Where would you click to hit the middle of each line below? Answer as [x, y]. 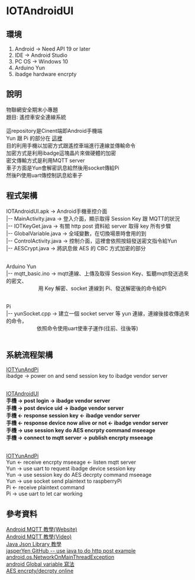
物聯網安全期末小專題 [32, 109]
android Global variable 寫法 [40, 564]
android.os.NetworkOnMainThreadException [60, 557]
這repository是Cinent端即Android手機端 [54, 130]
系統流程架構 [30, 355]
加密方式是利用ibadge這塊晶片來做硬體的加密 [61, 153]
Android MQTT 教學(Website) [42, 530]
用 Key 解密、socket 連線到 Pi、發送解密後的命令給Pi [102, 288]
